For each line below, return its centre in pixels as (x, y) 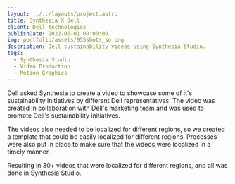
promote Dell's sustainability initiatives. (64, 115)
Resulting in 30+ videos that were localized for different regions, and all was (118, 165)
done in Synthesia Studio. (44, 173)
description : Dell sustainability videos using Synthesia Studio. (107, 47)
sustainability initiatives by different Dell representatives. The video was (111, 100)
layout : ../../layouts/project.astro (63, 14)
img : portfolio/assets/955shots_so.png (66, 40)
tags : (15, 54)
